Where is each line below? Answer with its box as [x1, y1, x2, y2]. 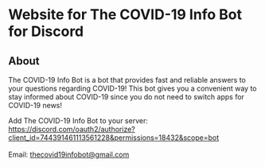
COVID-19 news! [8, 101, 62, 110]
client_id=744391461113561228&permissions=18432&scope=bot [8, 133, 220, 142]
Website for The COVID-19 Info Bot [8, 6, 243, 24]
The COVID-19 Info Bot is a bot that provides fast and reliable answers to [8, 76, 247, 84]
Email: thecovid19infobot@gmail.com [8, 150, 130, 159]
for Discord [8, 22, 84, 41]
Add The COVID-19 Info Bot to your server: [8, 116, 149, 125]
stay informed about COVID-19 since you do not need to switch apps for [8, 92, 245, 101]
